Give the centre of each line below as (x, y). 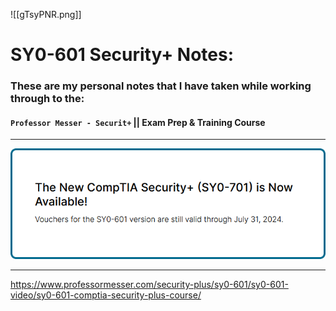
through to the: (47, 99)
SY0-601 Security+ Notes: (122, 55)
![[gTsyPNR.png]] (46, 14)
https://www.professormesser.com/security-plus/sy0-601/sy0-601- (149, 285)
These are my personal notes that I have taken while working (161, 86)
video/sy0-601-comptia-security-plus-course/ (106, 295)
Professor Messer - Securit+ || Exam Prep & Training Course (138, 122)
